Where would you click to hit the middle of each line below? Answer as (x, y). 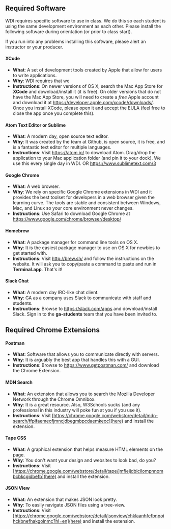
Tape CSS (16, 438)
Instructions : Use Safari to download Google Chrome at (71, 213)
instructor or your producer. (34, 47)
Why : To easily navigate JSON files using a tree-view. (69, 505)
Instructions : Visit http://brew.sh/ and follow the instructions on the (83, 258)
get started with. (30, 253)
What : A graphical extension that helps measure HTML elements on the (88, 449)
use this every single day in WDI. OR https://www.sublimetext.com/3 (84, 163)
